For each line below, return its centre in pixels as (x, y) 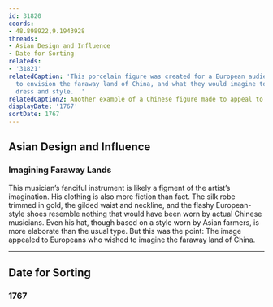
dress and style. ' (50, 91)
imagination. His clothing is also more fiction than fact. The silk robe (122, 197)
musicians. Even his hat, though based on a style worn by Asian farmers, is (134, 222)
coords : (22, 24)
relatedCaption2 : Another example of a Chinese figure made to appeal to (136, 99)
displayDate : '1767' (43, 106)
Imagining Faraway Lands (60, 170)
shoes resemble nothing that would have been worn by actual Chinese (144, 214)
